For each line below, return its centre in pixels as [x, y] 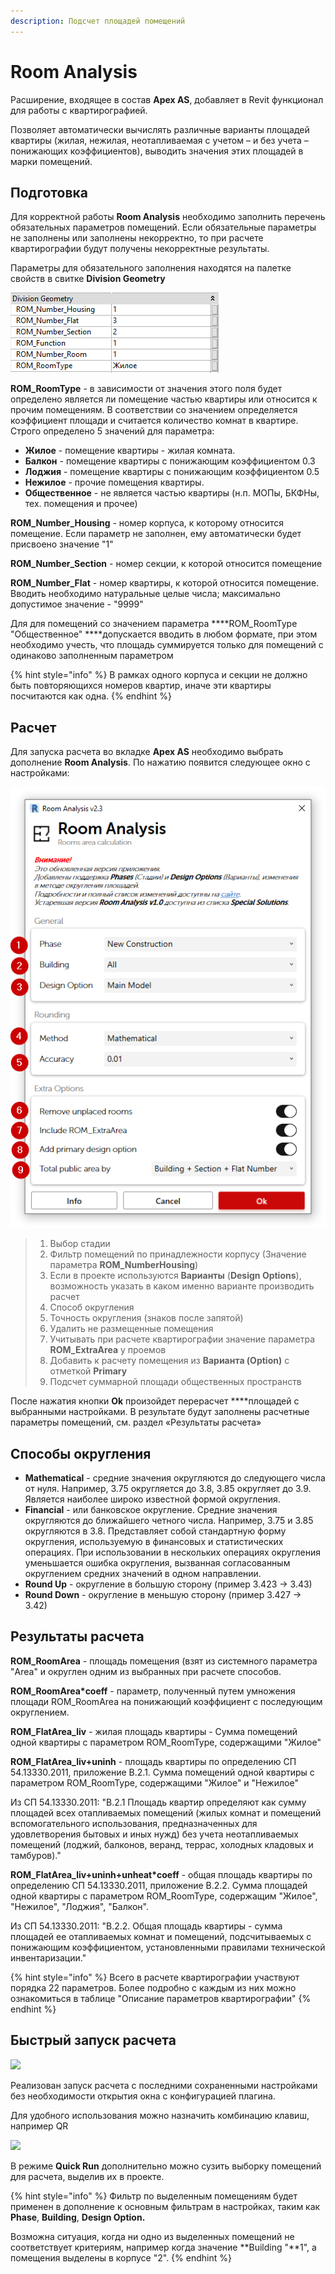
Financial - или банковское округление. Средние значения [151, 1510]
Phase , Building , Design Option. [78, 2217]
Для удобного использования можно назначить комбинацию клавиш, [160, 2115]
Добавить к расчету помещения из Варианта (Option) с [169, 1361]
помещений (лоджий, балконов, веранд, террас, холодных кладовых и [162, 1844]
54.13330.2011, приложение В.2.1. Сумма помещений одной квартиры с [162, 1772]
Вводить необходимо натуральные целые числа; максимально [145, 594]
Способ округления [92, 1307]
